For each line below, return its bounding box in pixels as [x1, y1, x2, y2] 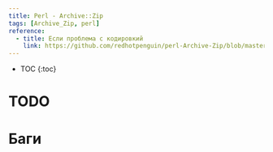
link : [23, 42, 42, 50]
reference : [8, 27, 45, 35]
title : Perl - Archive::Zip [8, 11, 104, 20]
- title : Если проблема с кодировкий [15, 34, 144, 43]
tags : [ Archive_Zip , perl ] [8, 19, 100, 27]
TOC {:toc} [19, 64, 57, 74]
